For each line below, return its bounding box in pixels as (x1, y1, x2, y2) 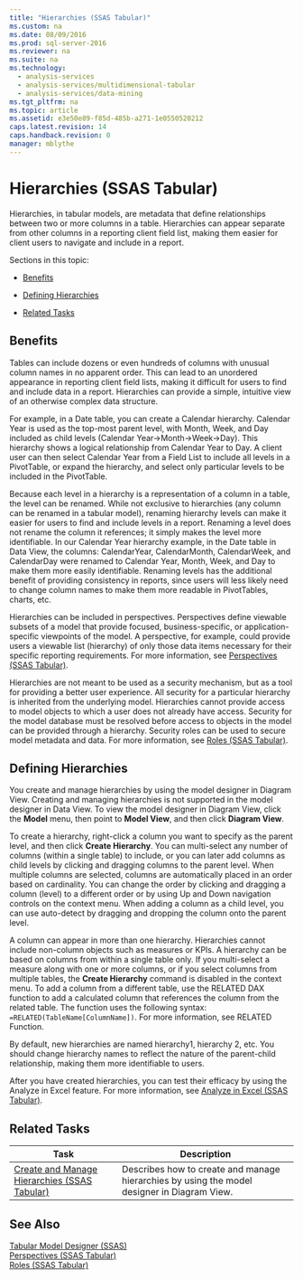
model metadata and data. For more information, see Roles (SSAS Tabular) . (9, 734, 289, 746)
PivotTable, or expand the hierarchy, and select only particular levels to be (9, 461, 285, 472)
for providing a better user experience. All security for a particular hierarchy (9, 686, 291, 697)
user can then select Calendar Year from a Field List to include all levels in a (9, 451, 290, 462)
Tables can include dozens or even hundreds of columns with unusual (9, 357, 270, 368)
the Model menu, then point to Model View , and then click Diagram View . (9, 813, 285, 824)
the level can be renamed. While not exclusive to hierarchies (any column (9, 498, 281, 509)
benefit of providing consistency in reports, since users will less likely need (9, 575, 289, 586)
